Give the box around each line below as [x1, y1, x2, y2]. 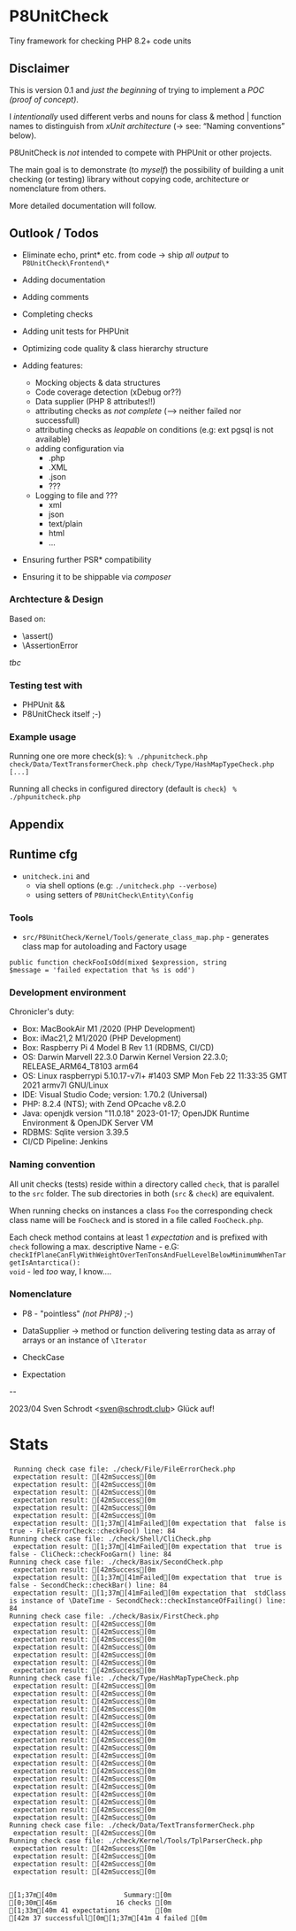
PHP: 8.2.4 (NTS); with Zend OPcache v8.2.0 [21, 1099, 186, 1110]
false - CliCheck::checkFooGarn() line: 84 [9, 1550, 172, 1558]
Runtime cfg [9, 847, 78, 862]
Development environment [9, 986, 126, 998]
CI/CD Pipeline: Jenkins [21, 1136, 109, 1147]
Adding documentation [21, 274, 106, 285]
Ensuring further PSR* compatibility [21, 554, 152, 565]
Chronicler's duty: [9, 1006, 75, 1017]
